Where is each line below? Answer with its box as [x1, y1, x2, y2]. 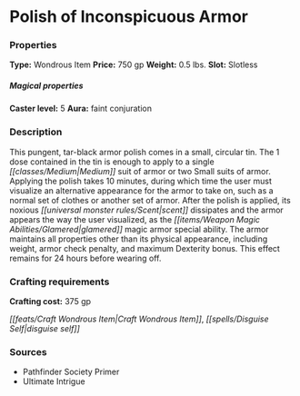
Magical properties [9, 80, 84, 92]
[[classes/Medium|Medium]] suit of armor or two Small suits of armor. [9, 165, 271, 176]
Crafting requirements [9, 275, 110, 288]
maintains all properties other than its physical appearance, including [9, 233, 268, 244]
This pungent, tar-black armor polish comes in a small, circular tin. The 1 [9, 146, 280, 157]
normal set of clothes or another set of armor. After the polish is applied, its [9, 194, 291, 205]
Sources [9, 345, 47, 358]
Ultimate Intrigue [22, 376, 85, 387]
